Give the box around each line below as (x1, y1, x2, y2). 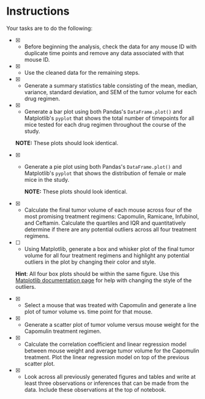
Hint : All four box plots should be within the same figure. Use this (15, 270, 180, 277)
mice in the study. (24, 176, 70, 183)
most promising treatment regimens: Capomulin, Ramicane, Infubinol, (24, 212, 199, 220)
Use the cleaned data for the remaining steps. (24, 69, 140, 76)
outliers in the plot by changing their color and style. (24, 258, 156, 266)
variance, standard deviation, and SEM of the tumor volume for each (24, 88, 197, 95)
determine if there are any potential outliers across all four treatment (24, 225, 197, 233)
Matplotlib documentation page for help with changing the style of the (15, 277, 192, 284)
